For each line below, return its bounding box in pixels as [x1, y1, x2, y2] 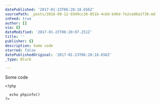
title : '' [5, 35, 25, 39]
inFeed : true [5, 16, 32, 21]
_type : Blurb [5, 57, 32, 62]
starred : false [5, 48, 36, 52]
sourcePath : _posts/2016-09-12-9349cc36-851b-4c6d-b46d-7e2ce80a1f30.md [5, 12, 156, 17]
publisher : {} [5, 39, 34, 44]
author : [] [5, 20, 27, 26]
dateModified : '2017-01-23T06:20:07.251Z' [5, 30, 92, 35]
